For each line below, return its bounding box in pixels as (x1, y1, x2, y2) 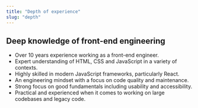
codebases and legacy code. (14, 96, 86, 103)
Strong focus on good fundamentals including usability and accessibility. (14, 83, 193, 90)
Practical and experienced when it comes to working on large (14, 89, 165, 96)
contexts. (14, 64, 38, 71)
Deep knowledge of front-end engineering (6, 36, 166, 46)
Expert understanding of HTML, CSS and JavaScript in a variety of (14, 58, 177, 65)
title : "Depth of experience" (6, 8, 81, 15)
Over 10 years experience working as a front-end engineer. (14, 51, 159, 59)
